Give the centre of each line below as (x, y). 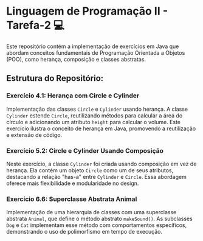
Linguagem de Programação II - (87, 11)
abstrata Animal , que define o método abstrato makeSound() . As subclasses (99, 219)
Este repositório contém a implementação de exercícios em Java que (93, 46)
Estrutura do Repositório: (55, 78)
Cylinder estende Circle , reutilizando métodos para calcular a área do (95, 115)
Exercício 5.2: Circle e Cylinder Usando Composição (85, 150)
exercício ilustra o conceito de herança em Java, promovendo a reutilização (101, 128)
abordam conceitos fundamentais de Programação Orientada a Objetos (96, 52)
